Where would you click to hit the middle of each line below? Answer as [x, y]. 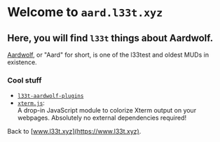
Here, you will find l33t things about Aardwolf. [110, 38]
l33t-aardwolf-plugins [50, 96]
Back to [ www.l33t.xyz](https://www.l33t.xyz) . [74, 132]
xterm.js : [31, 103]
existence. [22, 62]
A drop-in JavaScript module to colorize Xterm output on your [107, 111]
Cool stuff [25, 80]
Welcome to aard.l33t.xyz [85, 12]
